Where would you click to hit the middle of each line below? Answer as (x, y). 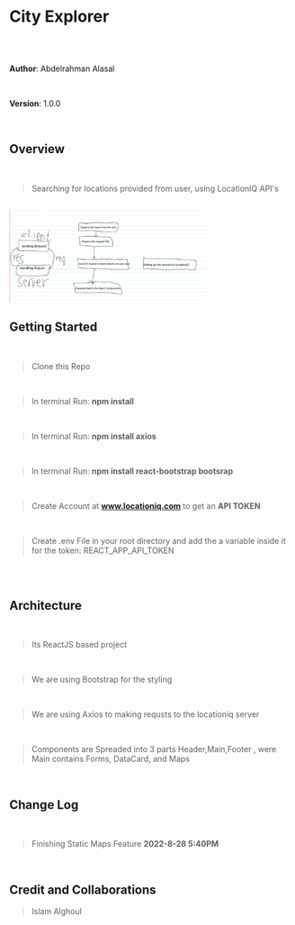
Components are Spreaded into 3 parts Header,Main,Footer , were (154, 749)
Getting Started (54, 327)
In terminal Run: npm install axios (94, 436)
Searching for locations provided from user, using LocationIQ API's (155, 188)
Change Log (44, 805)
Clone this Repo (61, 366)
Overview (37, 149)
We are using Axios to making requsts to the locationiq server (145, 714)
